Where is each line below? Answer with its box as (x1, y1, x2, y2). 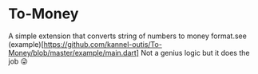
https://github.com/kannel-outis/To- (43, 39, 162, 49)
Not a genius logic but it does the (141, 48, 250, 57)
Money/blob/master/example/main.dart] (8, 48, 140, 57)
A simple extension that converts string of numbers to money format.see (8, 31, 248, 41)
